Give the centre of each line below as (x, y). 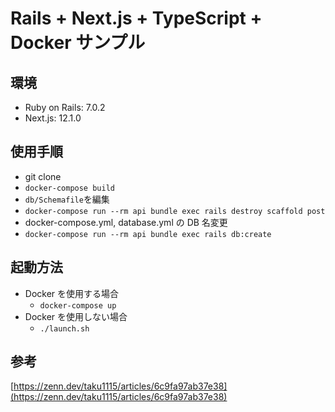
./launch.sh (64, 328)
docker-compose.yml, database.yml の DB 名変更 (126, 222)
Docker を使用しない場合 (76, 316)
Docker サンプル (78, 43)
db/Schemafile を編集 (67, 199)
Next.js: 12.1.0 (53, 118)
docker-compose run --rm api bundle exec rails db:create (148, 234)
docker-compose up (78, 305)
